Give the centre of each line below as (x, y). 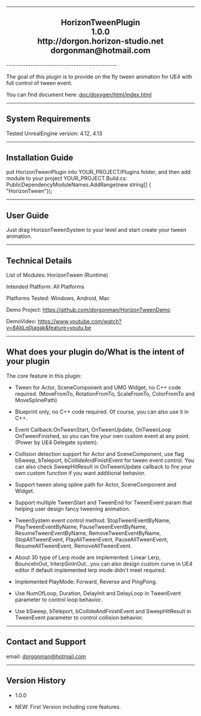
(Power (24, 442)
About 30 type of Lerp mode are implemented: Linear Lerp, (88, 557)
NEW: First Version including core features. (68, 706)
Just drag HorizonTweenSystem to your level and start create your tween (96, 230)
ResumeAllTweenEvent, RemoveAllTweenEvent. (73, 546)
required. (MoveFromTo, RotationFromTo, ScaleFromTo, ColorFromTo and (105, 394)
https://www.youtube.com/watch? (80, 322)
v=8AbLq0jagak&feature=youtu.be (49, 328)
